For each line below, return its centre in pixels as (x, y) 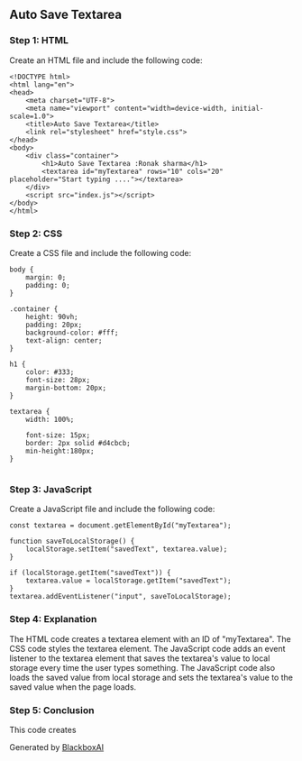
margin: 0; (46, 277)
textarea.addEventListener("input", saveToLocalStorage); (120, 597)
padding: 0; (48, 285)
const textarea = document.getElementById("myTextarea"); (120, 526)
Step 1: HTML (39, 41)
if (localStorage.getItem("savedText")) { (90, 573)
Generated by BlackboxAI (57, 747)
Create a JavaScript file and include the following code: (112, 509)
